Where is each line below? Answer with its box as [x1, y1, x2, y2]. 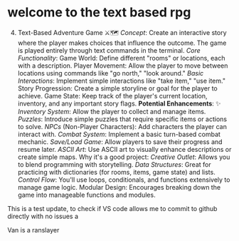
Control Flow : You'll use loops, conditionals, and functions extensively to [17, 175, 230, 184]
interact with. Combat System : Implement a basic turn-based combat [17, 130, 221, 138]
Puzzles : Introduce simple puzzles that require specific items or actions [17, 115, 228, 123]
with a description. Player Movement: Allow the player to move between [17, 61, 228, 70]
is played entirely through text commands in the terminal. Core [17, 46, 201, 54]
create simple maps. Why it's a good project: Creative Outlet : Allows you [17, 153, 230, 161]
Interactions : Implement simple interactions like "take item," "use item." [17, 76, 226, 85]
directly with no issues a [7, 212, 79, 220]
